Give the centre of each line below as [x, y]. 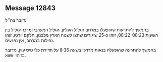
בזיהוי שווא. [16, 55]
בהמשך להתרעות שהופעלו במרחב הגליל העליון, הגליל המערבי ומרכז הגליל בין [77, 30]
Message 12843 [30, 8]
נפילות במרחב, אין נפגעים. [30, 40]
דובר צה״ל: [16, 20]
